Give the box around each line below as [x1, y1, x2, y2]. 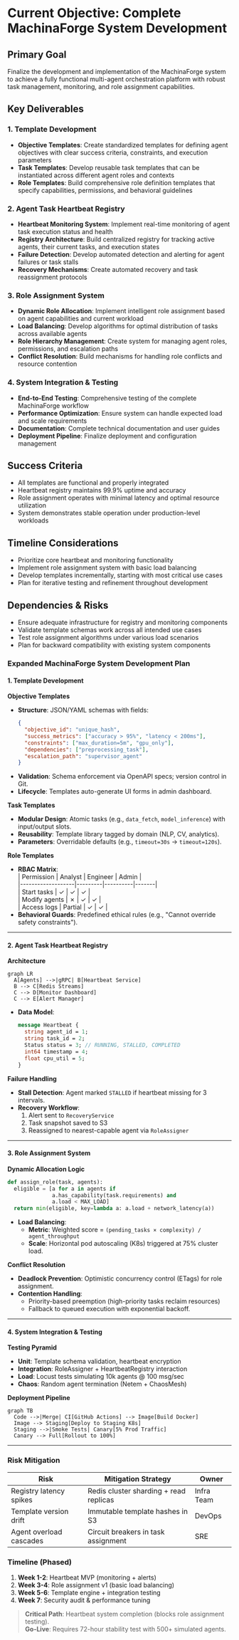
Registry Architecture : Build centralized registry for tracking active [17, 235, 215, 243]
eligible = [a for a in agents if [14, 1185, 116, 1192]
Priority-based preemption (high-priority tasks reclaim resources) [28, 1297, 221, 1305]
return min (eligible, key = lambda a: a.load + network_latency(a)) [14, 1205, 215, 1212]
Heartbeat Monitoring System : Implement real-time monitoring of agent [17, 219, 230, 228]
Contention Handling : [17, 1290, 83, 1298]
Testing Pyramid [7, 1343, 57, 1352]
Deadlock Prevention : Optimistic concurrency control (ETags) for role [17, 1274, 223, 1283]
